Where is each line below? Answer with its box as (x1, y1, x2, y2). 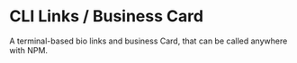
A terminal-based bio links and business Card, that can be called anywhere (9, 35, 288, 46)
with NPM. (9, 44, 48, 55)
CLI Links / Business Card (9, 6, 204, 27)
